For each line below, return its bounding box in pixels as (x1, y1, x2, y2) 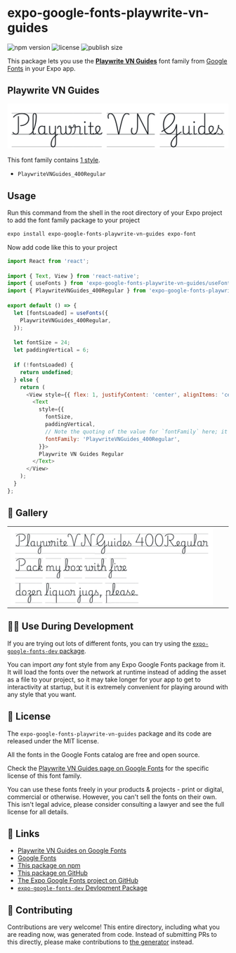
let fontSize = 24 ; (13, 339, 71, 346)
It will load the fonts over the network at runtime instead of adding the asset (7, 667, 227, 676)
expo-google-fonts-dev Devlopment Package (17, 884, 147, 893)
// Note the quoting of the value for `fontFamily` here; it (44, 428, 228, 435)
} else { (13, 376, 39, 383)
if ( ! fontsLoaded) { (13, 362, 74, 369)
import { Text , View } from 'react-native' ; (7, 272, 140, 279)
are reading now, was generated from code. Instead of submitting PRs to (7, 930, 218, 939)
